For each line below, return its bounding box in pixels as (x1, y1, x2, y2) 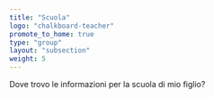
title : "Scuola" (9, 12, 70, 22)
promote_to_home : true (9, 29, 94, 38)
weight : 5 (9, 54, 47, 63)
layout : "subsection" (9, 46, 91, 55)
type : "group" (9, 37, 63, 47)
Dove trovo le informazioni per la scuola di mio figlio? (9, 79, 206, 89)
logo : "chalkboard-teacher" (9, 21, 115, 30)
